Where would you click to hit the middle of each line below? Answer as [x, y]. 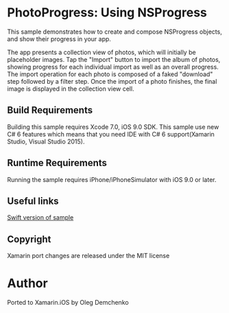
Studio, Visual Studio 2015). [46, 141]
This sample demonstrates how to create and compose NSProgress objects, [115, 32]
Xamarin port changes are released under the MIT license [88, 256]
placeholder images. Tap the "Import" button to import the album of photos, [114, 59]
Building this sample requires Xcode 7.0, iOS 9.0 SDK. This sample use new [113, 127]
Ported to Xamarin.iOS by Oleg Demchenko [68, 303]
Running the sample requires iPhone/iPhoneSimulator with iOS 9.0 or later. [112, 179]
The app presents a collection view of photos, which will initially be [102, 52]
